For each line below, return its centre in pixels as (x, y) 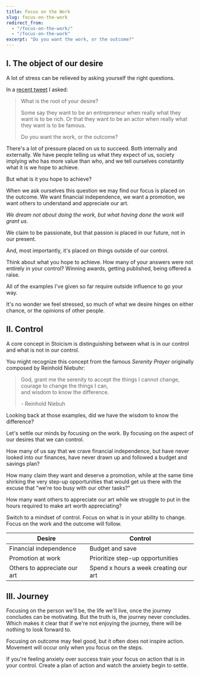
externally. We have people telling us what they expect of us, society (90, 154)
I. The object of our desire (55, 64)
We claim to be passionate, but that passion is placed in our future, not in (96, 233)
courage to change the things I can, (64, 386)
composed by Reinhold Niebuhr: (46, 368)
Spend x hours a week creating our (138, 568)
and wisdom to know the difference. (65, 392)
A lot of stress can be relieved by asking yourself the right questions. (90, 78)
